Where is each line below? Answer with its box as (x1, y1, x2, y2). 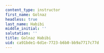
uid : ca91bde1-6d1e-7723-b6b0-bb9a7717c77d (5, 40, 99, 45)
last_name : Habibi (5, 21, 44, 27)
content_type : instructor (5, 7, 60, 13)
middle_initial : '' (5, 26, 47, 31)
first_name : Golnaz (5, 12, 47, 17)
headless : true (5, 17, 38, 22)
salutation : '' (5, 31, 38, 36)
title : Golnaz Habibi (5, 36, 51, 41)
